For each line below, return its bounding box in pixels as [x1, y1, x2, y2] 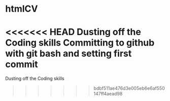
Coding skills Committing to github [5, 37, 155, 49]
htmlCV [5, 3, 38, 15]
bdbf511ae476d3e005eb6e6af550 [93, 85, 165, 91]
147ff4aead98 [93, 91, 123, 97]
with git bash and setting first [5, 48, 132, 59]
